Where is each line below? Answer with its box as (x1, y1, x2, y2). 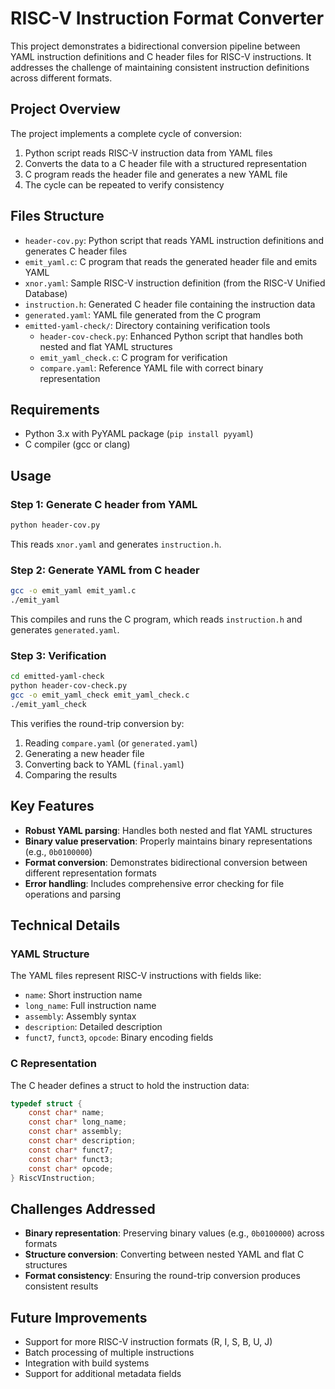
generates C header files (24, 245, 128, 257)
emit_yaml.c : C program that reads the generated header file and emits (24, 255, 318, 267)
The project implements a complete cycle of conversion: (10, 127, 243, 139)
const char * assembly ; (28, 1127, 123, 1137)
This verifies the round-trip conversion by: (10, 717, 185, 729)
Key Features (10, 798, 95, 815)
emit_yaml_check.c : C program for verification (39, 351, 228, 363)
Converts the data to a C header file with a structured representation (24, 157, 307, 169)
